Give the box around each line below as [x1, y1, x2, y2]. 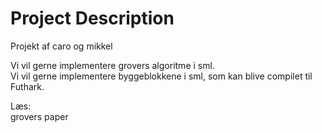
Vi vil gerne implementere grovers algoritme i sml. [10, 59, 215, 71]
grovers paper [10, 110, 69, 122]
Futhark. [10, 80, 45, 92]
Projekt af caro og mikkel [10, 40, 113, 52]
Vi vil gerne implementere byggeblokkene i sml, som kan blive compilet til [10, 70, 313, 82]
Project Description [10, 7, 175, 30]
